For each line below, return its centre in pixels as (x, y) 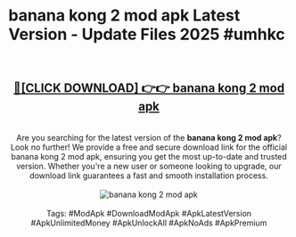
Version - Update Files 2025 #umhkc (147, 34)
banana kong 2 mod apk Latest (124, 16)
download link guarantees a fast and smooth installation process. (149, 176)
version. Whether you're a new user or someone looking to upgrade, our (149, 166)
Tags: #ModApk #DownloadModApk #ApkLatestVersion (149, 213)
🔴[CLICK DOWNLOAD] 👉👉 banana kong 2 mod (149, 89)
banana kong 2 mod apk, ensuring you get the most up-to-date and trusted (149, 156)
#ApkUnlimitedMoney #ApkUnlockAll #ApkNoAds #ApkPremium (149, 223)
